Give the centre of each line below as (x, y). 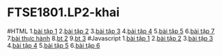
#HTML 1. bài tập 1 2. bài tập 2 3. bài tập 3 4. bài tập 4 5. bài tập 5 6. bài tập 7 (111, 31)
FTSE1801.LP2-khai (64, 12)
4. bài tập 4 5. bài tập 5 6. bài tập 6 (54, 45)
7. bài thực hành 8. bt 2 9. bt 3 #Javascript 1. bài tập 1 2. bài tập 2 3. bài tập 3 (110, 38)
